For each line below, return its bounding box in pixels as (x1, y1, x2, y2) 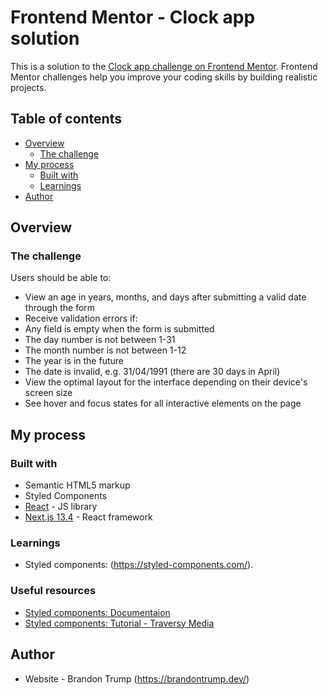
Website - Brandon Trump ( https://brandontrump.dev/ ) (24, 672, 250, 685)
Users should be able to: (10, 272, 112, 284)
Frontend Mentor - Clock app (10, 6, 256, 29)
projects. (10, 81, 47, 93)
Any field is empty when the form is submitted (24, 323, 215, 335)
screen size (24, 387, 73, 399)
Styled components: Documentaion (24, 606, 171, 618)
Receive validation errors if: (24, 312, 138, 325)
